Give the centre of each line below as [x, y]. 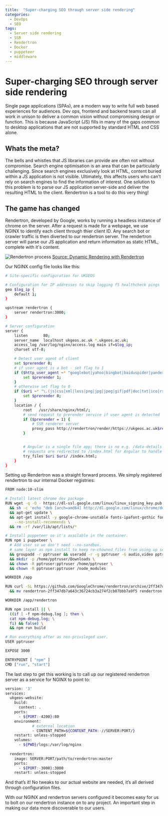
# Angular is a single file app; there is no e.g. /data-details [93, 447]
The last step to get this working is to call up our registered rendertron [77, 674]
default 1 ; [25, 294]
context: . [30, 708]
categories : [17, 15]
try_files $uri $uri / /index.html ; [60, 456]
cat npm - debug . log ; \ [32, 619]
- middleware [23, 56]
